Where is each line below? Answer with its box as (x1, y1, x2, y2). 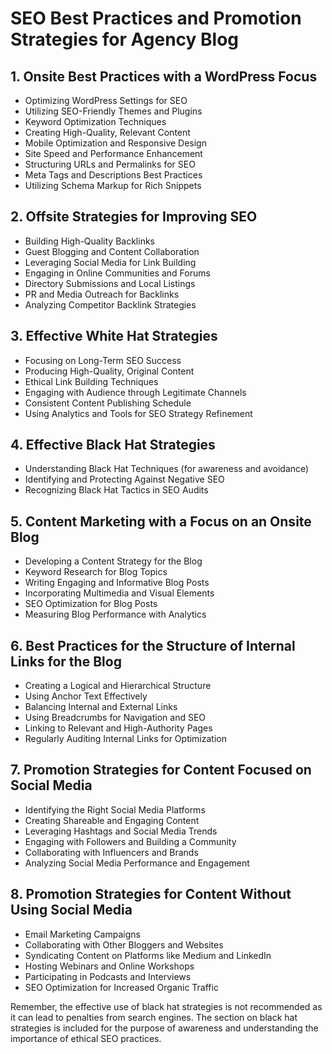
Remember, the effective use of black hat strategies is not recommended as (10, 1000, 323, 1012)
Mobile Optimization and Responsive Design (24, 137, 207, 149)
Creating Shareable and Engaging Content (24, 814, 200, 826)
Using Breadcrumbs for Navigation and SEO (24, 712, 207, 724)
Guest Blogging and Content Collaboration (24, 245, 200, 257)
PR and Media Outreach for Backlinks (24, 288, 180, 300)
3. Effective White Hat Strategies (10, 328, 218, 345)
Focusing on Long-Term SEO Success (24, 354, 182, 366)
